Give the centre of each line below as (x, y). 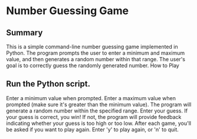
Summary (24, 33)
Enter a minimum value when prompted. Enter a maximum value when (91, 98)
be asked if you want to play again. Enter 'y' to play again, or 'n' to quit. (92, 129)
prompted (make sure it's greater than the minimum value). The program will (99, 104)
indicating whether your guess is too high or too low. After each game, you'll (99, 123)
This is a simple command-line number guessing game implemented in (92, 47)
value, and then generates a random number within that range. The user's (96, 59)
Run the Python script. (48, 84)
